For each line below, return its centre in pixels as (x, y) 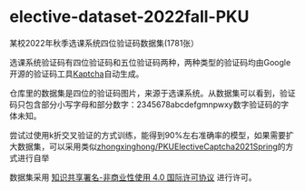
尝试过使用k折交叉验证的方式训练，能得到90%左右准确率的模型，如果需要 (148, 135)
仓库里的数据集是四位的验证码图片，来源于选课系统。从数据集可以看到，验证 (152, 93)
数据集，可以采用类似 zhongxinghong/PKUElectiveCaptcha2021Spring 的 (151, 146)
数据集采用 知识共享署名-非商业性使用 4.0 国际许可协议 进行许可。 (133, 177)
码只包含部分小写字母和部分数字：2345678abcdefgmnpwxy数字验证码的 (145, 104)
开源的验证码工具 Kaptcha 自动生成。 (77, 74)
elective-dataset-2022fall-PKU (129, 17)
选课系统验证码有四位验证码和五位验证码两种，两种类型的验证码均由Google (150, 62)
